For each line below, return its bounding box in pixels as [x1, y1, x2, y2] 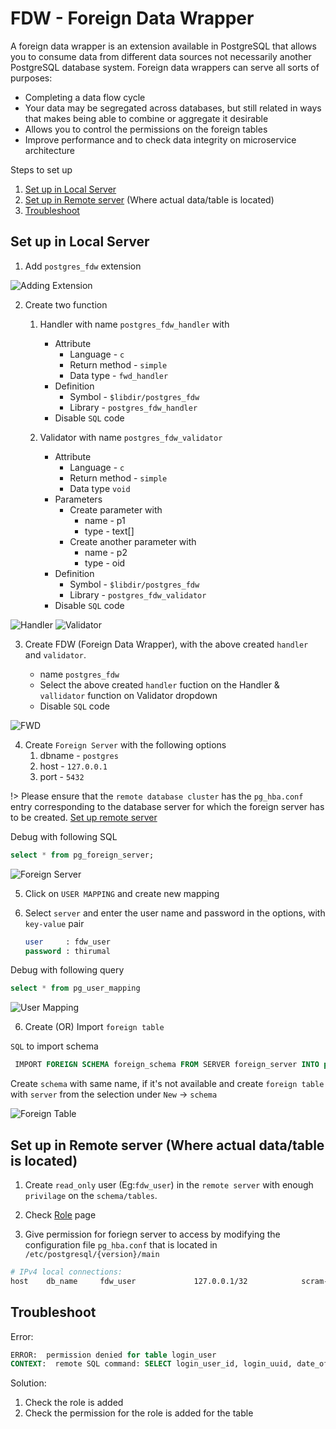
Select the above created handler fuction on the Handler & [39, 678, 280, 691]
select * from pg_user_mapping [10, 983, 141, 994]
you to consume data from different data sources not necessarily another [10, 50, 312, 62]
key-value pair [24, 917, 85, 929]
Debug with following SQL [10, 830, 118, 842]
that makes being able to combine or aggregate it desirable [24, 112, 269, 124]
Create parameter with [69, 503, 163, 516]
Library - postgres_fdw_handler [69, 401, 198, 413]
